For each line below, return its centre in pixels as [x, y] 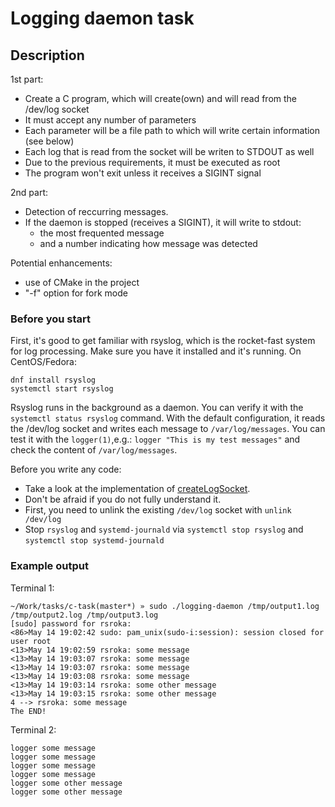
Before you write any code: [66, 469]
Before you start [50, 319]
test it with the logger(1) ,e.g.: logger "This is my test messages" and [155, 439]
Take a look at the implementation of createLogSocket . [137, 489]
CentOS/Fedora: [43, 362]
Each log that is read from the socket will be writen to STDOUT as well [169, 151]
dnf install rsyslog [53, 380]
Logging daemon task [102, 18]
